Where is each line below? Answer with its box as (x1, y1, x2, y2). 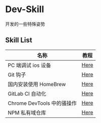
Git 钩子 (8, 71, 26, 78)
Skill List (5, 36, 32, 45)
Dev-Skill (5, 4, 44, 15)
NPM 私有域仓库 (8, 109, 46, 116)
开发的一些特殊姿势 (5, 21, 45, 27)
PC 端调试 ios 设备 (8, 62, 52, 69)
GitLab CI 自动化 (8, 90, 46, 97)
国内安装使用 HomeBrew (8, 80, 66, 88)
